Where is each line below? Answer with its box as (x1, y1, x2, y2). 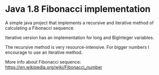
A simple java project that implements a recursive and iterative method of (5, 20, 154, 26)
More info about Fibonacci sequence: (5, 59, 81, 65)
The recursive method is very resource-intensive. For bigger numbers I (5, 44, 150, 50)
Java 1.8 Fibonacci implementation (5, 3, 151, 15)
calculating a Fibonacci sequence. (5, 25, 75, 31)
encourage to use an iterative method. (5, 49, 83, 55)
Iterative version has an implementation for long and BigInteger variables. (5, 35, 155, 40)
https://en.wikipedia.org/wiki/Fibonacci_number (5, 64, 103, 70)
